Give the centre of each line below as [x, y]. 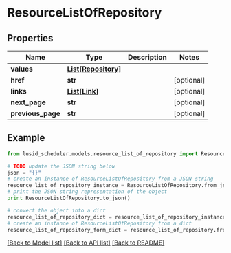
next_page [28, 102]
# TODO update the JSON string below [61, 166]
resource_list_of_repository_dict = [59, 217]
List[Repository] [94, 69]
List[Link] [83, 91]
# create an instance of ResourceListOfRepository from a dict [100, 223]
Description [147, 57]
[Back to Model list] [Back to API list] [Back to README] [86, 243]
